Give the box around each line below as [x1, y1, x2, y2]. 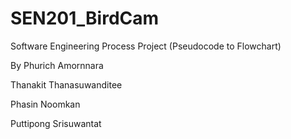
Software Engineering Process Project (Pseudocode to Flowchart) [10, 40, 282, 52]
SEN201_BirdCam [10, 7, 160, 30]
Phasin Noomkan [10, 98, 81, 110]
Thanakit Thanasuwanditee [10, 78, 123, 91]
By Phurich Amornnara [10, 59, 104, 71]
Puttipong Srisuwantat [10, 117, 102, 129]
